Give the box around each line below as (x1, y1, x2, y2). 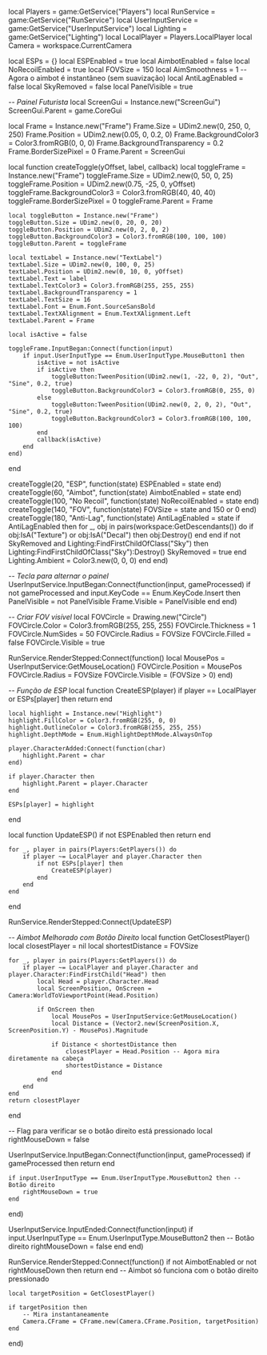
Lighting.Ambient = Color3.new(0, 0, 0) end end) (8, 556, 169, 565)
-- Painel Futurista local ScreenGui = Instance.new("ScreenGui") (8, 98, 221, 106)
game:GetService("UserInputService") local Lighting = (8, 24, 188, 33)
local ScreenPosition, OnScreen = (37, 985, 152, 993)
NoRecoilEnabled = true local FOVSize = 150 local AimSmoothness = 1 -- (8, 65, 248, 74)
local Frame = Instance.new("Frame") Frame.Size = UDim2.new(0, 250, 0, (8, 122, 251, 130)
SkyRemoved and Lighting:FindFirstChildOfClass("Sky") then (8, 539, 209, 548)
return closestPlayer (8, 1097, 81, 1105)
